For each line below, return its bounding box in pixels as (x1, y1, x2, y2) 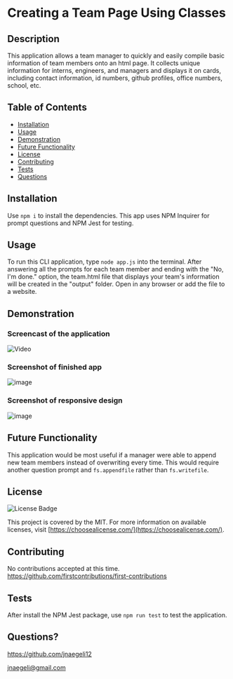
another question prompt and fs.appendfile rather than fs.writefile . (7, 465, 209, 474)
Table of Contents (7, 102, 88, 114)
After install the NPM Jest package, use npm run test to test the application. (7, 610, 227, 619)
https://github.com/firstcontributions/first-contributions (7, 572, 167, 580)
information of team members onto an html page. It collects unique (7, 59, 201, 67)
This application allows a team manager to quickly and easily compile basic (7, 51, 225, 60)
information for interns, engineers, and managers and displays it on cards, (7, 67, 222, 74)
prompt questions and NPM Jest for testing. (7, 219, 134, 227)
